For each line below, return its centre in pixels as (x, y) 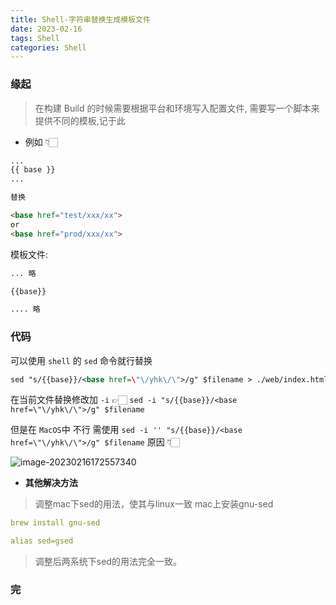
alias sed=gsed (42, 541)
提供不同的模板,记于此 (80, 120)
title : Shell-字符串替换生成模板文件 (80, 19)
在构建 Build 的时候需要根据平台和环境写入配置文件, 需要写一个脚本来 (177, 108)
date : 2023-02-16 (46, 29)
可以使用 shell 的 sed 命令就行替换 (81, 360)
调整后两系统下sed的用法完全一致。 (108, 562)
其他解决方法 (51, 483)
